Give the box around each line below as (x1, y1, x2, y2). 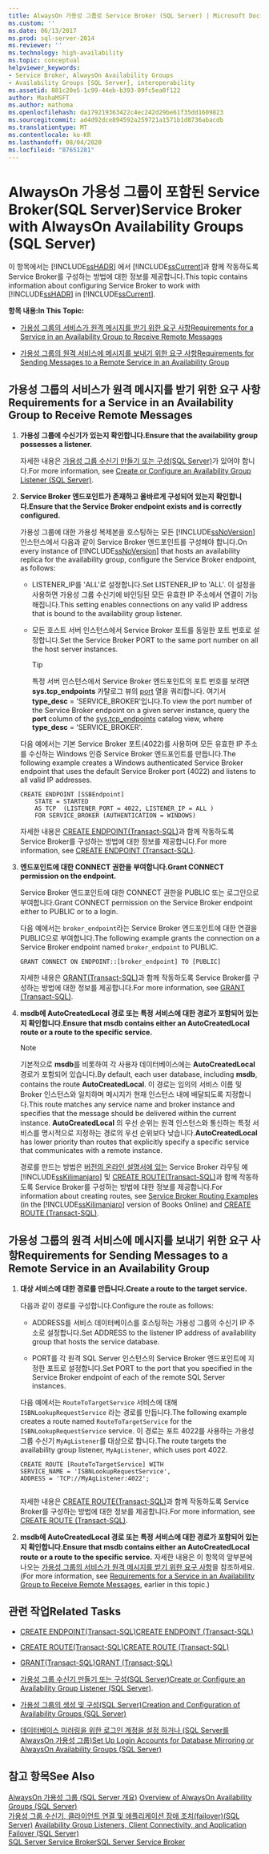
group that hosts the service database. (31, 1336, 160, 1346)
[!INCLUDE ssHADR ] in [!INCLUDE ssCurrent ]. (8, 289, 156, 299)
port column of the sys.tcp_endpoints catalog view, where (31, 714, 224, 723)
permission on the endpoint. (19, 871, 117, 881)
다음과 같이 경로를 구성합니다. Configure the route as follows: (19, 1300, 214, 1310)
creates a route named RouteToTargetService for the (19, 1416, 192, 1426)
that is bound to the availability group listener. (31, 609, 183, 619)
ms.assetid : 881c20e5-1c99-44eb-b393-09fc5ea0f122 (8, 86, 181, 95)
